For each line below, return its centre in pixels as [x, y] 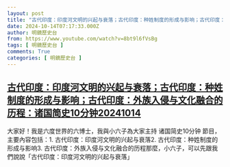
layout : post [26, 13]
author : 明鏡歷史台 [32, 33]
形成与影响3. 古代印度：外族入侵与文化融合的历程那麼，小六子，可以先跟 [110, 148]
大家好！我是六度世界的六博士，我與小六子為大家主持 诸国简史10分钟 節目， [114, 131]
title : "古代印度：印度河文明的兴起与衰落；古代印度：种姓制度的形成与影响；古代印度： [116, 20]
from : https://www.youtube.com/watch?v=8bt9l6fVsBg [82, 39]
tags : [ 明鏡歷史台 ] [35, 45]
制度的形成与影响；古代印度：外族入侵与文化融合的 [115, 100]
